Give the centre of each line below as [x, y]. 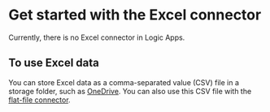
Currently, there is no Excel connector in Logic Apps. [97, 37]
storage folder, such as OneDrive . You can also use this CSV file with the [130, 91]
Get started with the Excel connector [135, 15]
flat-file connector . [39, 100]
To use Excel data [54, 63]
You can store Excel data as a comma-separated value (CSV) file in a [124, 82]
